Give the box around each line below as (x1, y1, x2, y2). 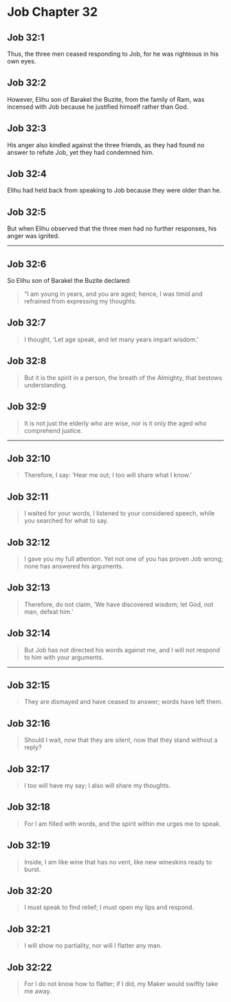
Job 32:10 (7, 452, 51, 465)
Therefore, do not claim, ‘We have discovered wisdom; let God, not (23, 600, 214, 608)
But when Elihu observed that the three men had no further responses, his (7, 224, 217, 233)
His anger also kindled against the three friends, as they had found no (7, 140, 205, 149)
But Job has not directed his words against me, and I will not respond (23, 646, 220, 654)
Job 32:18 (7, 801, 50, 813)
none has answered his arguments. (23, 562, 124, 570)
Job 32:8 (7, 355, 47, 367)
